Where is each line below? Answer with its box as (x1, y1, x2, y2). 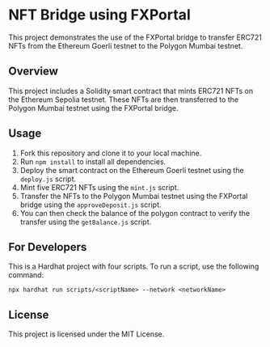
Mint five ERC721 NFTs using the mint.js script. (19, 182, 179, 192)
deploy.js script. (19, 174, 77, 184)
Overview (8, 65, 59, 78)
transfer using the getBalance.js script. (19, 217, 152, 226)
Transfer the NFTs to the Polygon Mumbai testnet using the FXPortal (19, 191, 248, 201)
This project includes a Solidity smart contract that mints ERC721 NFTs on (8, 86, 253, 95)
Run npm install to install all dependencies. (19, 156, 167, 167)
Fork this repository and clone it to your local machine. (19, 148, 202, 158)
